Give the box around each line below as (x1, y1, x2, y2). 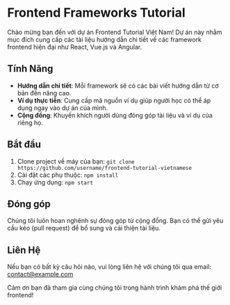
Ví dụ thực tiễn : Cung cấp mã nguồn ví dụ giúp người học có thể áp (17, 96, 211, 104)
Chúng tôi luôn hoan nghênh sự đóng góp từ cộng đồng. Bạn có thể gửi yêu (7, 217, 224, 225)
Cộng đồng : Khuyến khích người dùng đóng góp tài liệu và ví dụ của (17, 111, 213, 119)
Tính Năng (7, 63, 54, 75)
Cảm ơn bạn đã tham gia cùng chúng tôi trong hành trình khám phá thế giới (7, 283, 222, 292)
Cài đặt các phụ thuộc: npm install (17, 171, 119, 179)
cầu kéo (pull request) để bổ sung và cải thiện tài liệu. (7, 224, 161, 233)
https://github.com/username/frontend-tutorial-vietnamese (17, 164, 192, 171)
